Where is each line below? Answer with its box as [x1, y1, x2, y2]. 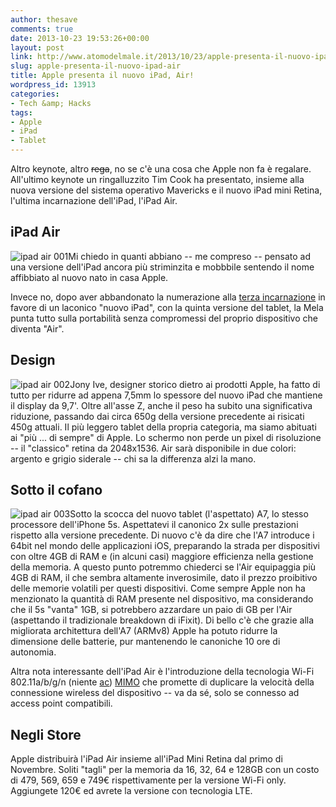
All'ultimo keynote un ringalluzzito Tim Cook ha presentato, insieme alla [10, 174, 305, 185]
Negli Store [10, 726, 82, 743]
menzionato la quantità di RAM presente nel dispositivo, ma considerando [10, 593, 314, 605]
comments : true [10, 24, 74, 34]
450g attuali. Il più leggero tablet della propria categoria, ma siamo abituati [10, 421, 317, 433]
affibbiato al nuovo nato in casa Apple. [10, 271, 169, 283]
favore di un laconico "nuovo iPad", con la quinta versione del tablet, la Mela [10, 301, 324, 313]
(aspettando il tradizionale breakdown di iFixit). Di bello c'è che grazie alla [10, 614, 315, 626]
